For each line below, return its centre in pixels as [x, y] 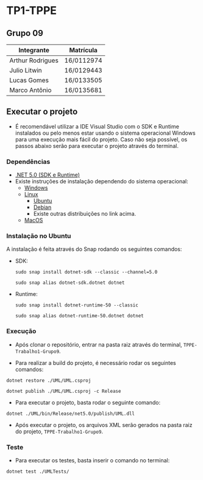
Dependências [28, 161]
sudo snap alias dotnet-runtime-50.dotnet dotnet [80, 316]
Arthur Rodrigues [34, 60]
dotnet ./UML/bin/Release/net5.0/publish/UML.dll [71, 414]
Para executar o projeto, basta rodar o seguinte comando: [87, 402]
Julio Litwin [26, 70]
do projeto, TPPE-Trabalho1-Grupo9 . [59, 431]
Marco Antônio [30, 90]
